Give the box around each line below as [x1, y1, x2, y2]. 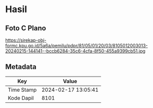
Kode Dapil [8, 94, 34, 101]
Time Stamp [8, 86, 37, 93]
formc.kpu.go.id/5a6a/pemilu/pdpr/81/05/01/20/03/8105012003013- [5, 43, 148, 49]
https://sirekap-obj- [5, 37, 47, 43]
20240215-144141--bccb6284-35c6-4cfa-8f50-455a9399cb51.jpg [5, 48, 146, 54]
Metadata [5, 62, 37, 71]
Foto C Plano [5, 24, 46, 32]
